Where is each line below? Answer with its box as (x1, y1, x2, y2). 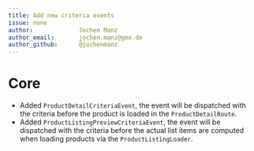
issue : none (8, 19, 47, 27)
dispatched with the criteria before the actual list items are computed (19, 126, 245, 135)
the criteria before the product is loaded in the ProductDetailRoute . (19, 109, 237, 119)
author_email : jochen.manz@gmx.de (8, 33, 144, 42)
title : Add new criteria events (8, 11, 114, 20)
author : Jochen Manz (8, 26, 118, 34)
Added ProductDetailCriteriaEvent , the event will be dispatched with (19, 101, 247, 110)
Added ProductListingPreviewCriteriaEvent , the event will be (19, 117, 221, 127)
